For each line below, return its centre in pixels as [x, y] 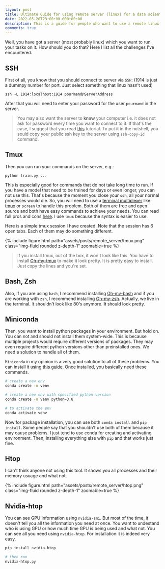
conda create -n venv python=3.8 [39, 399]
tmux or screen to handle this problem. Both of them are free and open [76, 206]
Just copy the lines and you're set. [52, 266]
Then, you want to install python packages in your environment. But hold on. [82, 331]
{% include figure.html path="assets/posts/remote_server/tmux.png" [75, 240]
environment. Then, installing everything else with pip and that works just [79, 438]
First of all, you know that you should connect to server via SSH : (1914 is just [81, 80]
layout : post [18, 10]
